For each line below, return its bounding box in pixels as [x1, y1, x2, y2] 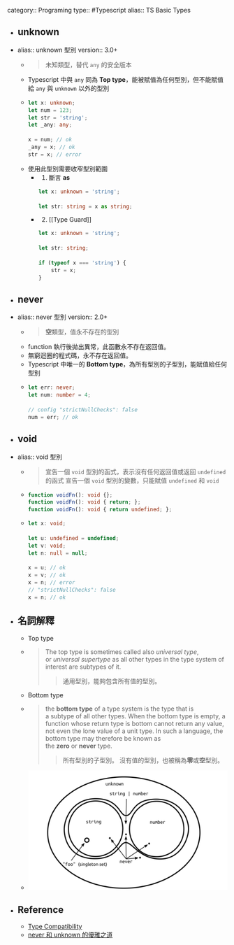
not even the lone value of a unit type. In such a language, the [45, 727, 224, 735]
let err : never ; [27, 384, 75, 391]
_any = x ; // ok [27, 143, 75, 151]
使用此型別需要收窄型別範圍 [27, 164, 108, 173]
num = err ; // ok [27, 413, 79, 420]
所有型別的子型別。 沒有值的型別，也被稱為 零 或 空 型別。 [62, 755, 224, 765]
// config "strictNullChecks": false [27, 406, 138, 413]
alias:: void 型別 [17, 453, 63, 461]
